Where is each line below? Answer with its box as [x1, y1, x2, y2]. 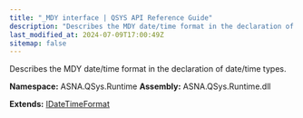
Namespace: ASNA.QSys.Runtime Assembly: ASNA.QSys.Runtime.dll [9, 81, 271, 92]
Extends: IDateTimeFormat [9, 99, 111, 110]
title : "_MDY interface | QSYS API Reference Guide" [9, 13, 213, 23]
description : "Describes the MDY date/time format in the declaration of [9, 22, 295, 31]
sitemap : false [9, 38, 67, 48]
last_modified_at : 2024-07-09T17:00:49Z [9, 30, 165, 39]
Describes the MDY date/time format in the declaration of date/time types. [9, 64, 287, 74]
